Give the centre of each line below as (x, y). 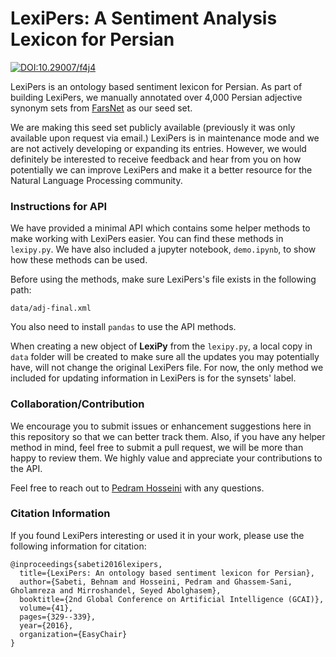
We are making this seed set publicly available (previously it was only (153, 127)
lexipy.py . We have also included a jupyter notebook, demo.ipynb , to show (163, 249)
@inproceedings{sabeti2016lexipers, (86, 564)
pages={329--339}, (58, 617)
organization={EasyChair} (73, 634)
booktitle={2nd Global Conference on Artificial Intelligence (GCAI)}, (172, 599)
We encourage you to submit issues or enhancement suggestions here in (161, 426)
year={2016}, (46, 625)
